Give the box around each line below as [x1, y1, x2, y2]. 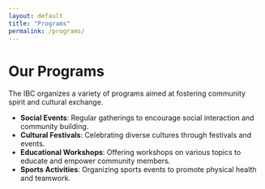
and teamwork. [19, 174, 71, 183]
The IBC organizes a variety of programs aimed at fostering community [8, 88, 246, 98]
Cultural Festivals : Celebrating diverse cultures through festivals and [19, 131, 252, 140]
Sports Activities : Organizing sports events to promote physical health [19, 165, 257, 174]
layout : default [8, 11, 63, 20]
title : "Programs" [8, 19, 71, 28]
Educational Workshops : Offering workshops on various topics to [19, 148, 241, 157]
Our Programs [8, 62, 105, 80]
